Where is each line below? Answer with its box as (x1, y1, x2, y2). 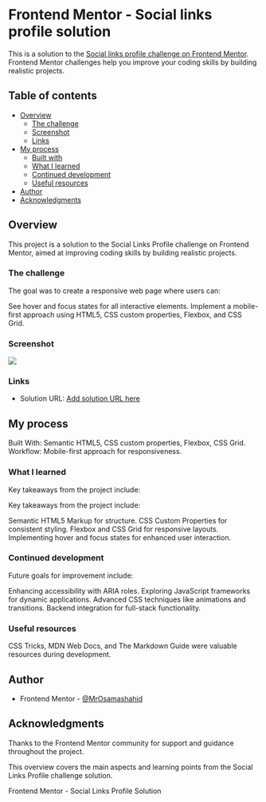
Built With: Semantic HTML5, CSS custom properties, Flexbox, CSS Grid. (8, 438, 246, 448)
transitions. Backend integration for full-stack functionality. (8, 602, 201, 612)
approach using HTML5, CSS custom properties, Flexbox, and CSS (22, 310, 242, 319)
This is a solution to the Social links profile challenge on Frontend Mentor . (8, 49, 249, 58)
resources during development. (8, 650, 111, 659)
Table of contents (8, 89, 97, 103)
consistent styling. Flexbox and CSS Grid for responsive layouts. (8, 524, 219, 534)
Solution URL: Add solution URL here (19, 393, 141, 404)
